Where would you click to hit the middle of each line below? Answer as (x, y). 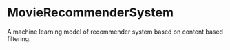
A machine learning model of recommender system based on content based (115, 32)
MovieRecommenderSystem (91, 13)
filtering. (19, 38)
